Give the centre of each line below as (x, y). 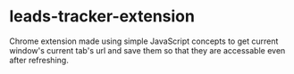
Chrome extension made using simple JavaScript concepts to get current (144, 41)
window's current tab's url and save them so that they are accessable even (147, 50)
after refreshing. (39, 60)
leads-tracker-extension (102, 16)
